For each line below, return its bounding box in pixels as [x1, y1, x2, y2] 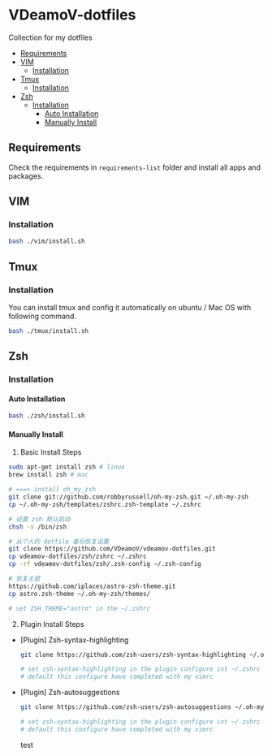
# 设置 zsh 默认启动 [8, 515, 71, 523]
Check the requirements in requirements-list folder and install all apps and [8, 162, 261, 172]
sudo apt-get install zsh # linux [8, 463, 126, 472]
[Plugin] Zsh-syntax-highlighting [19, 635, 129, 645]
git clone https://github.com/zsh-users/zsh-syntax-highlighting [19, 650, 246, 659]
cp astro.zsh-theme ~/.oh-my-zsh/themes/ [8, 590, 151, 598]
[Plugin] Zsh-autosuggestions [19, 688, 120, 698]
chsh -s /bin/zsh [8, 522, 67, 531]
